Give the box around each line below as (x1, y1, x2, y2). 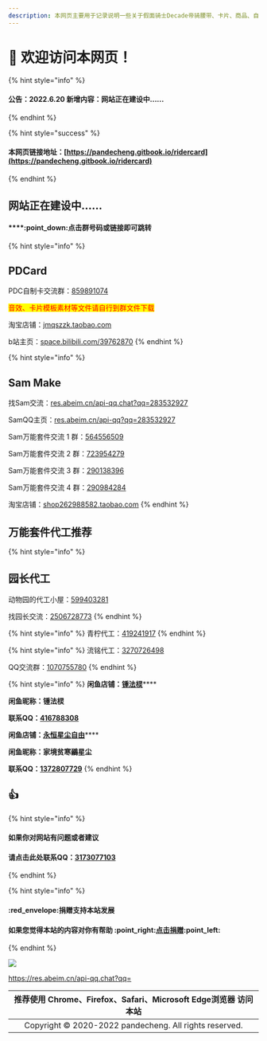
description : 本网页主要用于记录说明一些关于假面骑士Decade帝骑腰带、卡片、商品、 (8, 11, 253, 20)
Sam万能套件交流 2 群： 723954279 (8, 449, 125, 459)
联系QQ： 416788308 (8, 713, 79, 722)
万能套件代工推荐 (8, 525, 92, 538)
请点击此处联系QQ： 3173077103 (8, 852, 117, 862)
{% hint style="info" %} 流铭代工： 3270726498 (8, 645, 164, 655)
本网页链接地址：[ (8, 147, 68, 157)
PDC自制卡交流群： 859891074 (8, 286, 109, 295)
